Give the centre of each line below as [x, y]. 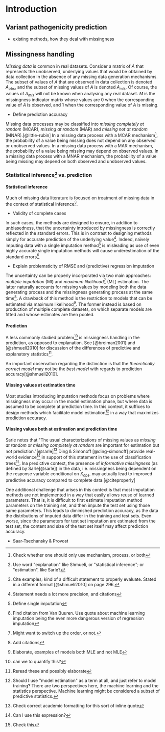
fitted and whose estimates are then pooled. [50, 315]
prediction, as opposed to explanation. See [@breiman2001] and [71, 343]
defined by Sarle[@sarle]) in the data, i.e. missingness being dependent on [81, 468]
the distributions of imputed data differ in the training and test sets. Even [79, 515]
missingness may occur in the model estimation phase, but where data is [79, 401]
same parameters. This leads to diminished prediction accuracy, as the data [82, 510]
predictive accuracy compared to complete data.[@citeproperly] [71, 480]
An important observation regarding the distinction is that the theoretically [80, 363]
